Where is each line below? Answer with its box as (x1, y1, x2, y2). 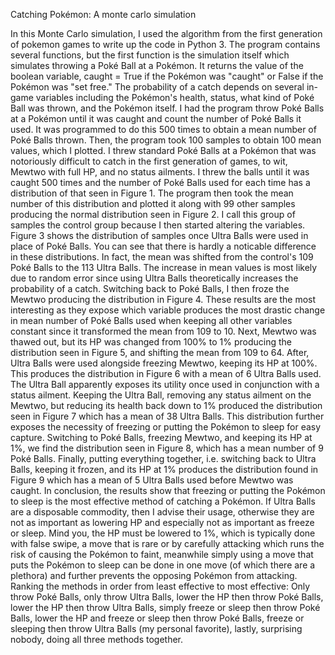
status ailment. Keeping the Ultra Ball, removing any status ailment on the (10, 389, 312, 401)
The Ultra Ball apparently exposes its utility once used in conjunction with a (10, 379, 320, 390)
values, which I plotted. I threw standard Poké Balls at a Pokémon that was (10, 145, 317, 156)
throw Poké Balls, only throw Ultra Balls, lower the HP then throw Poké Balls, (10, 591, 324, 603)
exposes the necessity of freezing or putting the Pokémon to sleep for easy (10, 421, 322, 433)
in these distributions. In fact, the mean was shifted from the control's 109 (10, 251, 314, 263)
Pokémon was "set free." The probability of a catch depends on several (10, 81, 305, 93)
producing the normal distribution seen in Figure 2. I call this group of (10, 209, 296, 220)
